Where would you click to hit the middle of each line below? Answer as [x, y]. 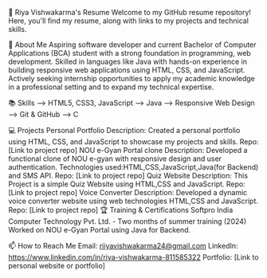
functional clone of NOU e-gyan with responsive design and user [115, 159]
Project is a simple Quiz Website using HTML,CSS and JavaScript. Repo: [127, 184]
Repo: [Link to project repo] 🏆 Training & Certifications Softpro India [121, 210]
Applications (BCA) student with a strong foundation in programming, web [130, 53]
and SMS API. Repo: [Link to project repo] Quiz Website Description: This [128, 176]
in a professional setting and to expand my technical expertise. [111, 87]
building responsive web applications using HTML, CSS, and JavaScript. [127, 70]
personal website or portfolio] [57, 266]
